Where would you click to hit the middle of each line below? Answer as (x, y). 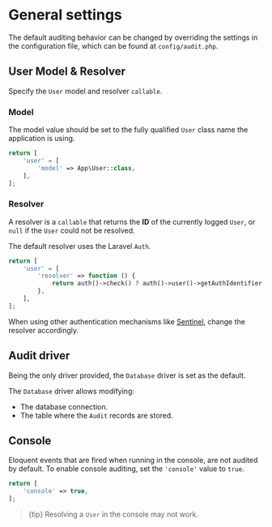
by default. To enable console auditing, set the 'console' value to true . (126, 469)
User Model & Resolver (67, 72)
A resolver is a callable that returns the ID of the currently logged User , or (132, 221)
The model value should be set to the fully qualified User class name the (128, 130)
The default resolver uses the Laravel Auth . (80, 246)
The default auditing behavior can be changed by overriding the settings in (133, 37)
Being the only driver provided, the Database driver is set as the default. (127, 375)
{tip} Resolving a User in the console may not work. (113, 514)
